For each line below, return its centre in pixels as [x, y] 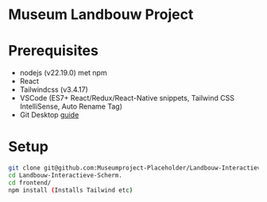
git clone [25, 168]
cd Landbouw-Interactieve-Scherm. [66, 175]
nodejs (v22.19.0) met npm [63, 73]
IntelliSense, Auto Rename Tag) [71, 107]
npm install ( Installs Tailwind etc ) [71, 190]
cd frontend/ [30, 183]
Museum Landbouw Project [101, 15]
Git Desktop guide [49, 115]
